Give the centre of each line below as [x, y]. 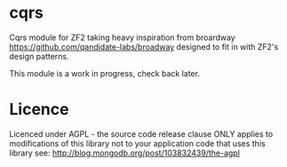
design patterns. [39, 56]
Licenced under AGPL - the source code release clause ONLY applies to [141, 134]
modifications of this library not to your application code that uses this [137, 143]
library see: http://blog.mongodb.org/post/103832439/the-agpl [124, 153]
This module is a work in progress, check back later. [104, 73]
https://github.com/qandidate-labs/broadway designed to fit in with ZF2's [144, 46]
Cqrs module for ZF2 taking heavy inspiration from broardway [122, 37]
